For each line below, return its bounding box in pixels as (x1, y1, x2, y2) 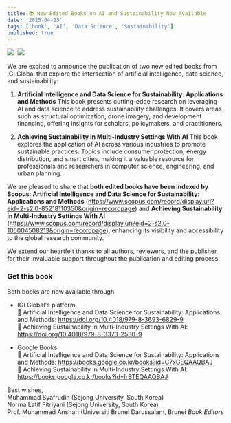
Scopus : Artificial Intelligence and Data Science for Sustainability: (7, 190, 200, 198)
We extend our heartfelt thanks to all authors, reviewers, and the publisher (7, 247, 217, 255)
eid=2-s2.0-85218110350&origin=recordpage (7, 204, 135, 213)
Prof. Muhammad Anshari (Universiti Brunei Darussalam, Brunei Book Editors (7, 407, 224, 416)
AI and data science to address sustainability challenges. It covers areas (16, 105, 222, 113)
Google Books (16, 343, 58, 351)
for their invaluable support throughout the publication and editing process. (7, 254, 220, 263)
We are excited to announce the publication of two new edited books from (7, 63, 217, 71)
